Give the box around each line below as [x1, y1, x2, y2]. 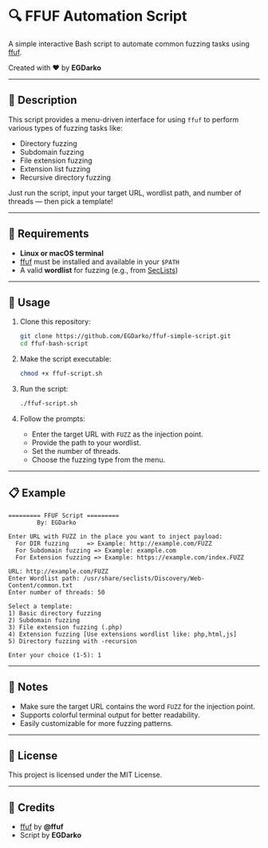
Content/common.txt [8, 581, 73, 590]
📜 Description [8, 93, 77, 107]
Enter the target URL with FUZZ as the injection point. [31, 429, 203, 439]
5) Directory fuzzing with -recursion [8, 637, 137, 645]
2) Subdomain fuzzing [8, 616, 81, 624]
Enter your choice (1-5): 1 [8, 651, 102, 659]
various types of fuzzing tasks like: [8, 123, 124, 132]
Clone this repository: [19, 317, 91, 326]
